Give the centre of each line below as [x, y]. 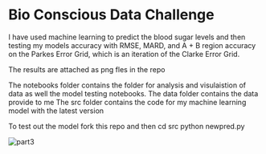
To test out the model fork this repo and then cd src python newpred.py [127, 126]
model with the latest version [56, 111]
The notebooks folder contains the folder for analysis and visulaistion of [127, 85]
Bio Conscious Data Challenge [111, 15]
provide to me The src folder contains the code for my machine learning [127, 102]
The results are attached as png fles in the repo [87, 69]
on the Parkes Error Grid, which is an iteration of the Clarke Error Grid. [124, 54]
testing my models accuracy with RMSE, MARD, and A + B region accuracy [132, 45]
